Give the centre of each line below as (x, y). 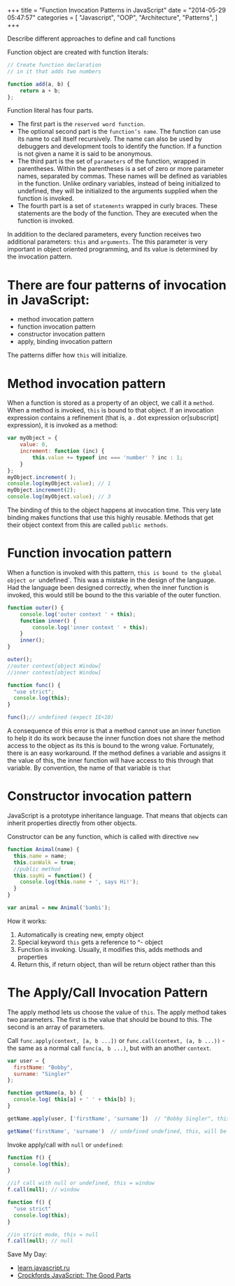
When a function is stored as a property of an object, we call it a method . (111, 403)
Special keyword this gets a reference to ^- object (90, 942)
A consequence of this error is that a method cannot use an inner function (114, 731)
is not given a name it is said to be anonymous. (85, 154)
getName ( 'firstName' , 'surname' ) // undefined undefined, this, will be (117, 1131)
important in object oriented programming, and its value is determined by (113, 249)
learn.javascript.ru (43, 1268)
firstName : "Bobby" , (43, 1067)
